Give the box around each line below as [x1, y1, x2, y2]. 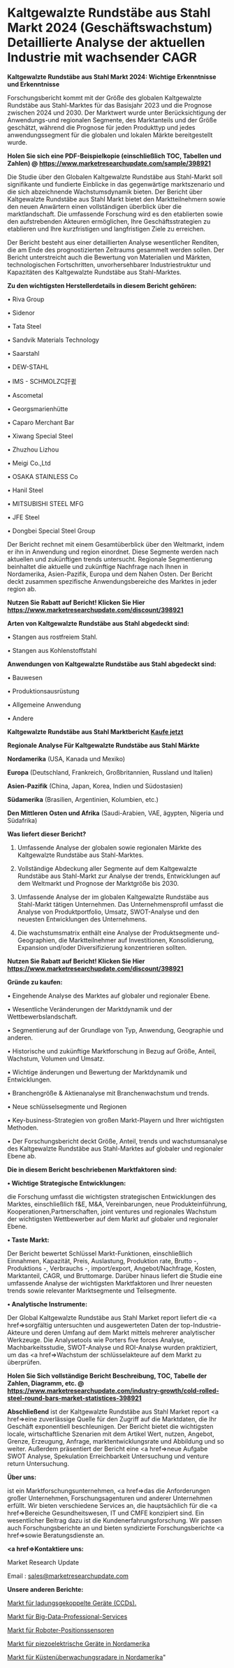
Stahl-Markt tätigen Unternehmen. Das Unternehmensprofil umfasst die [17, 900, 224, 908]
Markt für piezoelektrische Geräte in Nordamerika [7, 1639, 150, 1648]
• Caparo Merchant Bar [7, 418, 75, 426]
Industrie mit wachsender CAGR [7, 50, 197, 66]
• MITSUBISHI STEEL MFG [7, 499, 84, 508]
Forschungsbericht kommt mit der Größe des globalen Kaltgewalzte [7, 93, 203, 102]
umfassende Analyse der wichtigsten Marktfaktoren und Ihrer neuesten [7, 1279, 213, 1287]
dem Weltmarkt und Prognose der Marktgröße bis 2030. [17, 879, 180, 887]
